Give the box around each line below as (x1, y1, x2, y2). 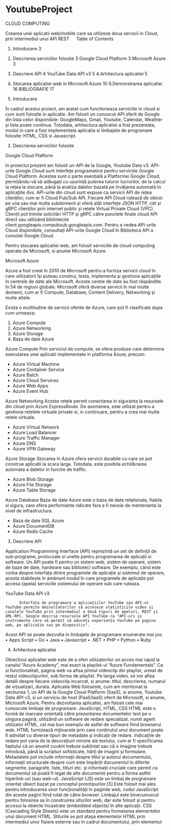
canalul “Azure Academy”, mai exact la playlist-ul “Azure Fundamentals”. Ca (5, 662, 163, 668)
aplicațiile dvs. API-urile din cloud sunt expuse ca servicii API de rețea (5, 189, 152, 195)
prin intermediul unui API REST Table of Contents (5, 36, 114, 42)
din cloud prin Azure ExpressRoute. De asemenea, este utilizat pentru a (5, 403, 155, 409)
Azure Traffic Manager (12, 435, 60, 441)
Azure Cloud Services (12, 377, 59, 383)
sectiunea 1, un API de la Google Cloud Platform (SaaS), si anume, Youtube (5, 689, 162, 695)
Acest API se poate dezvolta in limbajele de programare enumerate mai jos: (5, 631, 163, 637)
